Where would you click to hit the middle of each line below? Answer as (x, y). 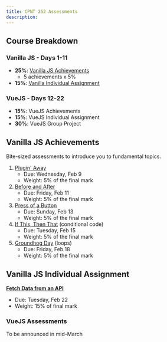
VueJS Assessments (37, 321)
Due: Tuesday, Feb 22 (41, 300)
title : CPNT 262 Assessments (42, 11)
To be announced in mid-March (45, 334)
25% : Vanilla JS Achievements (52, 71)
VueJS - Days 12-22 (35, 98)
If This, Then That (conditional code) (59, 224)
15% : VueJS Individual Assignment (57, 117)
